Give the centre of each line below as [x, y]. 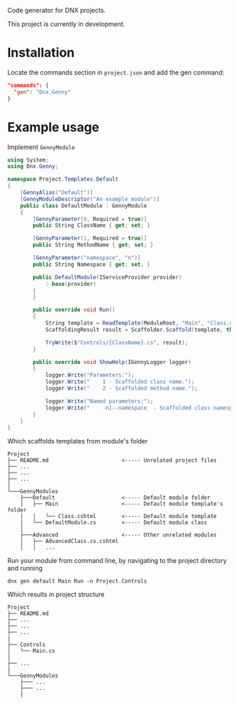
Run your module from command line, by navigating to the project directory [117, 561]
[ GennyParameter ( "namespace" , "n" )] [87, 258]
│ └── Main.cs [31, 651]
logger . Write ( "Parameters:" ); [90, 375]
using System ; [28, 160]
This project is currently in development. [66, 24]
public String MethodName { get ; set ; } [93, 245]
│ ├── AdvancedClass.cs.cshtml [69, 542]
